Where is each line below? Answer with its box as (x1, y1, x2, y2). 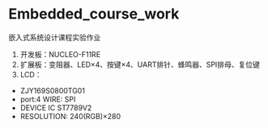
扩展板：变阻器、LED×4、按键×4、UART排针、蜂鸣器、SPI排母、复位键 (19, 60, 261, 69)
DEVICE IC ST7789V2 (19, 102, 92, 113)
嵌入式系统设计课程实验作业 (8, 32, 101, 42)
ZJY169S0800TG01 (19, 85, 85, 95)
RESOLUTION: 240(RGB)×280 (19, 111, 121, 121)
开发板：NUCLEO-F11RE (19, 49, 101, 59)
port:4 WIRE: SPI (19, 94, 76, 104)
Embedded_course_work (8, 5, 180, 23)
